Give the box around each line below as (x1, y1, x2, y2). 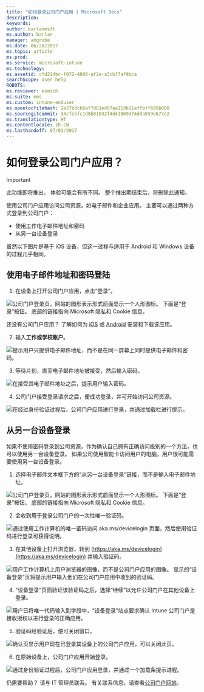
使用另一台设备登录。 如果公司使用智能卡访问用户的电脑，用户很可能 (16, 450, 189, 457)
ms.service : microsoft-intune (6, 60, 83, 66)
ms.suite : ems (6, 94, 42, 100)
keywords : (6, 20, 32, 26)
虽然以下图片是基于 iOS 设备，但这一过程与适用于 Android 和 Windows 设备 (6, 243, 195, 250)
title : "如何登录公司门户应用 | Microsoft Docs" (6, 9, 123, 15)
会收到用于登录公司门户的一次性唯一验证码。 (15, 511, 127, 519)
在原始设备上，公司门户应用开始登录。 (15, 653, 111, 660)
